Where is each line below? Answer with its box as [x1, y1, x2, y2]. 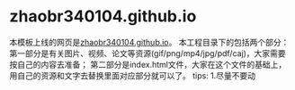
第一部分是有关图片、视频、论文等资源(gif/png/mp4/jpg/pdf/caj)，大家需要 [9, 47, 286, 59]
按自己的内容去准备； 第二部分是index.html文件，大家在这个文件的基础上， [9, 59, 287, 70]
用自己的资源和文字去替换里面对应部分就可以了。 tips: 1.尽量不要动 [9, 70, 256, 81]
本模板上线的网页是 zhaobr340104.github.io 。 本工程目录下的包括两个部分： [9, 37, 290, 47]
